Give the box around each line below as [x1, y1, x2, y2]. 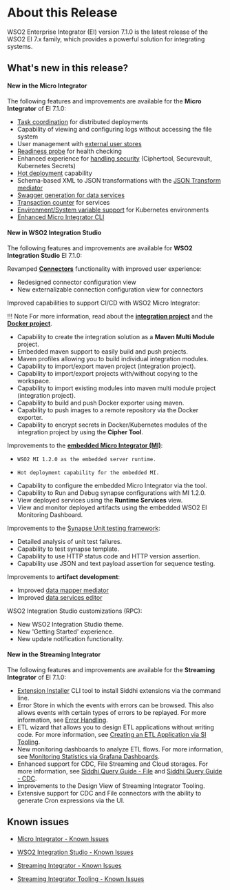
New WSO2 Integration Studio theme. [17, 620, 124, 628]
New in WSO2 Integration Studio [7, 229, 102, 237]
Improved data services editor [17, 593, 103, 601]
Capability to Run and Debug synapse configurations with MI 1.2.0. [17, 488, 207, 497]
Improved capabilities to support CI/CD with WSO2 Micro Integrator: [7, 299, 200, 307]
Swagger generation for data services [17, 191, 125, 199]
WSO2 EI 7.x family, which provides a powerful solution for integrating [7, 34, 205, 43]
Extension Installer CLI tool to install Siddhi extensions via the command [17, 686, 222, 694]
